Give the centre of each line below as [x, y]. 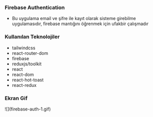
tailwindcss [23, 48]
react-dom [23, 74]
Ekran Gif [16, 98]
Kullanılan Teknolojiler [32, 37]
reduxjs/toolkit [27, 64]
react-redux [24, 85]
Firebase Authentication [35, 8]
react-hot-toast [27, 80]
